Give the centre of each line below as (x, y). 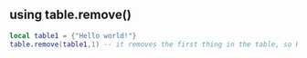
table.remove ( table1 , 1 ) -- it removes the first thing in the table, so (151, 44)
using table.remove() (71, 15)
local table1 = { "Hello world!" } (73, 35)
